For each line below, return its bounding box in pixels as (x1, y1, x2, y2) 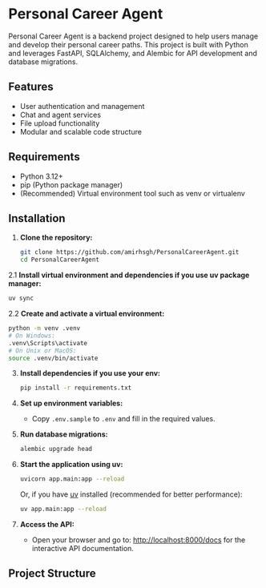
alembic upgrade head (19, 445, 92, 453)
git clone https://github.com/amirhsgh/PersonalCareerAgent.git (19, 248, 240, 256)
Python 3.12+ (19, 171, 63, 181)
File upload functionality (19, 118, 100, 128)
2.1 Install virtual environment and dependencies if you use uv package (8, 270, 250, 280)
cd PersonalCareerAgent (19, 256, 100, 264)
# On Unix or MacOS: (8, 346, 78, 355)
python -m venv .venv (8, 324, 81, 332)
